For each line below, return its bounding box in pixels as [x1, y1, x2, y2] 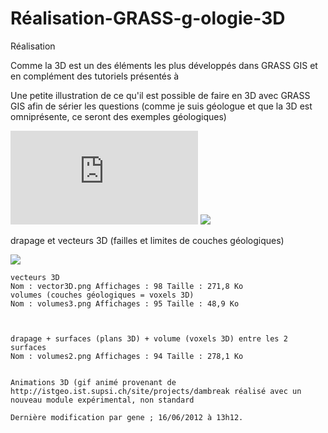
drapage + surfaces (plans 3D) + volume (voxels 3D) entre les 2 [10, 333, 288, 344]
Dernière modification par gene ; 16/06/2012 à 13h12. [10, 412, 244, 422]
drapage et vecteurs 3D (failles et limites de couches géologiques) [10, 234, 285, 246]
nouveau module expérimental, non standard [10, 395, 195, 405]
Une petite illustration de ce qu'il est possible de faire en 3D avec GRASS [10, 89, 311, 101]
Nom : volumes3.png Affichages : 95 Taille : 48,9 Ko [10, 298, 240, 309]
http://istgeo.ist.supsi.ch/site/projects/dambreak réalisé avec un [10, 386, 302, 396]
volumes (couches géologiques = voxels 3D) [10, 290, 195, 300]
